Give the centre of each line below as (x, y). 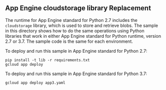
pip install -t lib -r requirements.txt (48, 60)
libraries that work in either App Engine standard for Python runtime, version (83, 36)
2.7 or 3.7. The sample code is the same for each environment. (69, 41)
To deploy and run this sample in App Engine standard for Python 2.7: (76, 51)
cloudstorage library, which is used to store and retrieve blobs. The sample (82, 25)
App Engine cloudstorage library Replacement (78, 8)
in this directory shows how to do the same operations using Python (75, 31)
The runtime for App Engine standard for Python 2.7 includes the (71, 20)
